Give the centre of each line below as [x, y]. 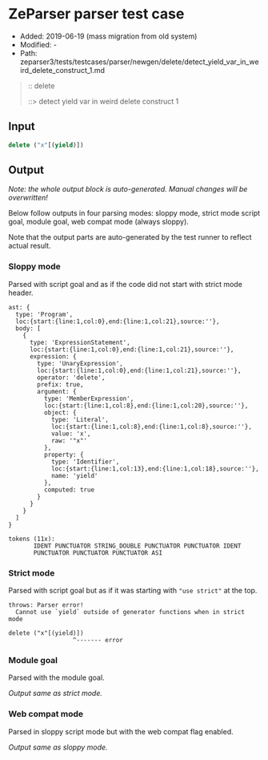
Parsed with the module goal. [57, 677]
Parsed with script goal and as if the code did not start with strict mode [125, 284]
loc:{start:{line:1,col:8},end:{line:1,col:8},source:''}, [151, 426]
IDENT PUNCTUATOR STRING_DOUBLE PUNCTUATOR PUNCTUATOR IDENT [137, 546]
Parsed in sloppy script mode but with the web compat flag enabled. [121, 731]
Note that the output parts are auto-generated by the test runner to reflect [130, 237]
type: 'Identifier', [85, 462]
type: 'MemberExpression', [89, 398]
